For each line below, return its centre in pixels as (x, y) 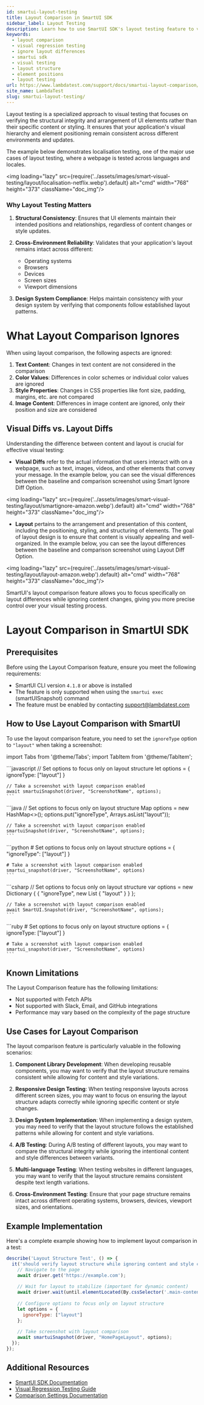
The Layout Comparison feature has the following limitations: (83, 988)
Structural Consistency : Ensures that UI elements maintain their (95, 218)
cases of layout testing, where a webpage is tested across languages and (98, 158)
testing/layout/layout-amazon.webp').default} (63, 574)
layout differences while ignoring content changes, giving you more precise (101, 599)
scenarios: (19, 1053)
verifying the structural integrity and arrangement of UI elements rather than (102, 120)
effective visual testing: (36, 450)
